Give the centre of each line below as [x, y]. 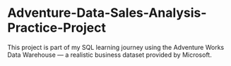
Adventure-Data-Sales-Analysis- [107, 13]
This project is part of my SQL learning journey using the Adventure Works [116, 47]
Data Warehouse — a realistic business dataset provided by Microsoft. [109, 55]
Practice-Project [57, 28]
